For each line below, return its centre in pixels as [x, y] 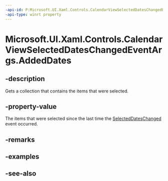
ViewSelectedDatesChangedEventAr [84, 50]
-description [25, 79]
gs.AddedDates [38, 60]
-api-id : [14, 10]
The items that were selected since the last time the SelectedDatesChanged [83, 118]
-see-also [21, 174]
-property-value [31, 106]
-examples [22, 157]
